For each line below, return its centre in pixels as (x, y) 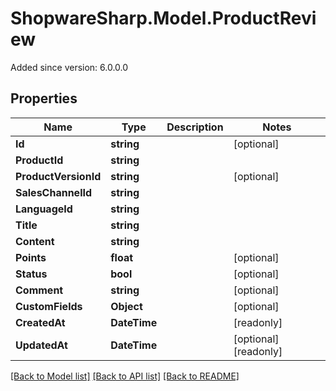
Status (31, 274)
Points (31, 257)
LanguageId (44, 209)
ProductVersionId (58, 176)
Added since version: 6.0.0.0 (69, 67)
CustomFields (49, 306)
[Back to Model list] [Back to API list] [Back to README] (125, 376)
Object (126, 306)
